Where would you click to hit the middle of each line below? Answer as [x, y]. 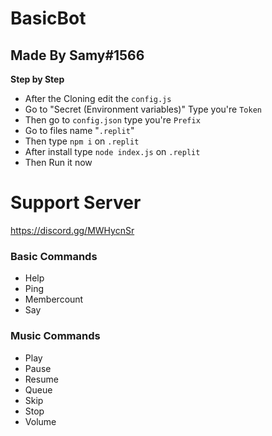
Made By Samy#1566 [77, 55]
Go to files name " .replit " [79, 130]
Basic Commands [54, 256]
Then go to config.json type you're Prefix [112, 120]
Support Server [76, 203]
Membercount [54, 299]
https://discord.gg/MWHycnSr [72, 230]
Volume [40, 421]
